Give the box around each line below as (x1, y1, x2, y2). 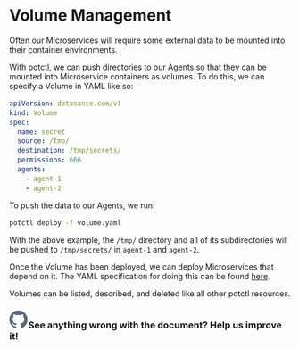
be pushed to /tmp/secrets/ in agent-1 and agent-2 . (9, 244, 200, 254)
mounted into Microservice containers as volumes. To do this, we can (9, 71, 265, 81)
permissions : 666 (17, 155, 82, 165)
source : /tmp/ (17, 137, 70, 145)
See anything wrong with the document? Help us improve (28, 319, 283, 331)
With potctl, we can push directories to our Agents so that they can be (9, 62, 268, 72)
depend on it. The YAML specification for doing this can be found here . (9, 270, 270, 281)
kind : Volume (9, 108, 58, 117)
